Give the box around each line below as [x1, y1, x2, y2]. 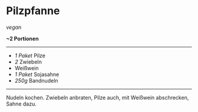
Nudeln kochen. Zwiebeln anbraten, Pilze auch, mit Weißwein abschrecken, [6, 94, 189, 101]
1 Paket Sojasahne [14, 71, 60, 78]
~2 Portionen [6, 35, 39, 42]
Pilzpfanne [6, 4, 60, 18]
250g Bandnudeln [14, 77, 58, 84]
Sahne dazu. [6, 100, 37, 107]
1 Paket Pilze [14, 52, 46, 59]
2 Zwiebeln [14, 58, 42, 65]
